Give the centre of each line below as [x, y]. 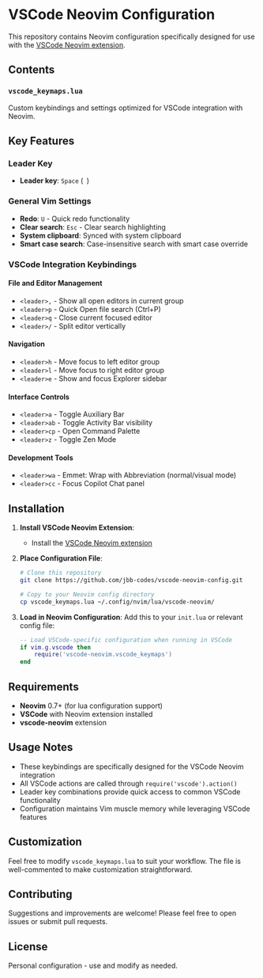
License [28, 947]
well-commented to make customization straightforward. [100, 870]
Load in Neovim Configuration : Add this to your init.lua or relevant [131, 617]
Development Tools [41, 458]
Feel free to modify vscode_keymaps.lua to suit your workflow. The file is [124, 861]
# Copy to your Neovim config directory [87, 594]
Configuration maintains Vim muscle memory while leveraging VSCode [135, 809]
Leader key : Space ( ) [54, 181]
